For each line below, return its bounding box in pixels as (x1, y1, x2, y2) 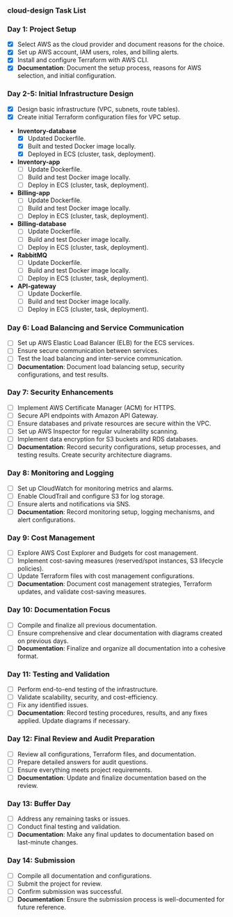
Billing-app (17, 189, 51, 197)
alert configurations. (17, 515, 76, 524)
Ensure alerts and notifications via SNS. (17, 499, 131, 508)
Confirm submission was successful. (17, 887, 123, 895)
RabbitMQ (17, 250, 47, 259)
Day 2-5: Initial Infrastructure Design (7, 89, 134, 99)
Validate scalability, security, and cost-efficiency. (17, 693, 158, 702)
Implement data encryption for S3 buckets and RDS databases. (17, 435, 198, 444)
